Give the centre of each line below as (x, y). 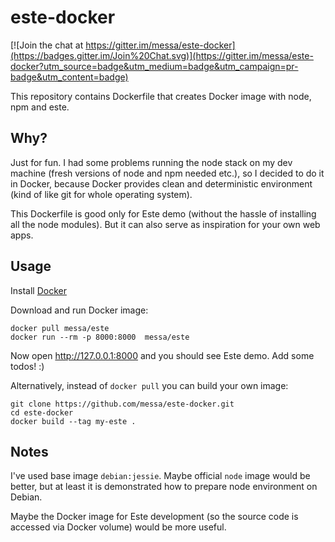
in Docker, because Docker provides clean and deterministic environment (161, 183)
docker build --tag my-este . (73, 421)
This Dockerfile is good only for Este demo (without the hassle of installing (163, 213)
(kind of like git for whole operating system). (101, 194)
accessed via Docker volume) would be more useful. (118, 527)
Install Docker (38, 290)
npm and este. (40, 107)
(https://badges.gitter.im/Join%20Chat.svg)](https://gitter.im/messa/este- (162, 55)
